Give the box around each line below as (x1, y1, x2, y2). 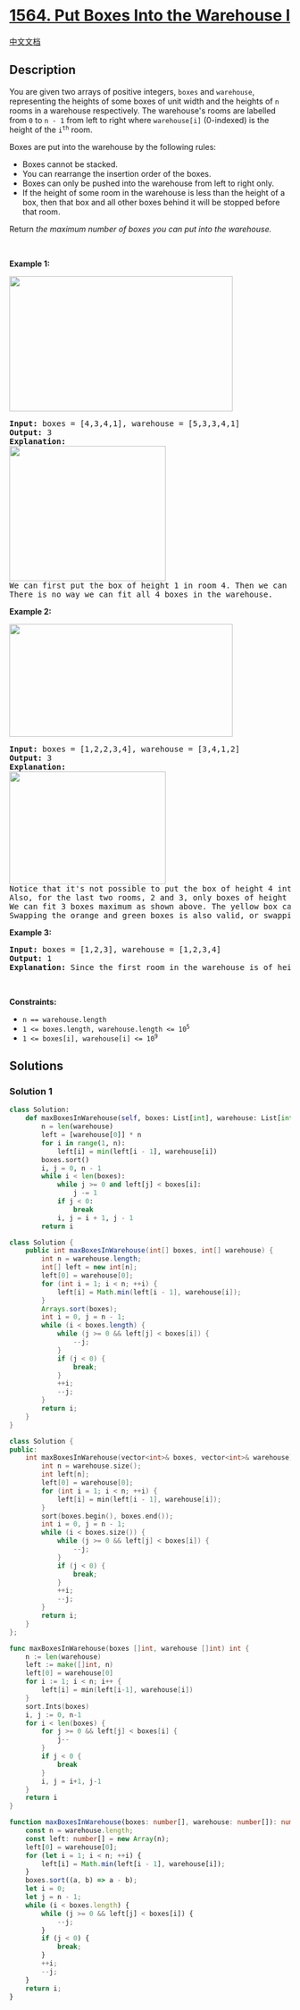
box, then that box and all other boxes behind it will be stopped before (21, 197, 280, 207)
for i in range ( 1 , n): (41, 1138, 126, 1148)
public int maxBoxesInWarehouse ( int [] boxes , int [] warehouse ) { (25, 1246, 274, 1255)
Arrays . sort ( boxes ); (41, 1304, 118, 1313)
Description (9, 63, 76, 78)
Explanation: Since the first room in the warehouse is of (9, 962, 274, 972)
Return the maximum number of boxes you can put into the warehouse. (9, 223, 272, 234)
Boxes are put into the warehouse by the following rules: (9, 141, 217, 152)
